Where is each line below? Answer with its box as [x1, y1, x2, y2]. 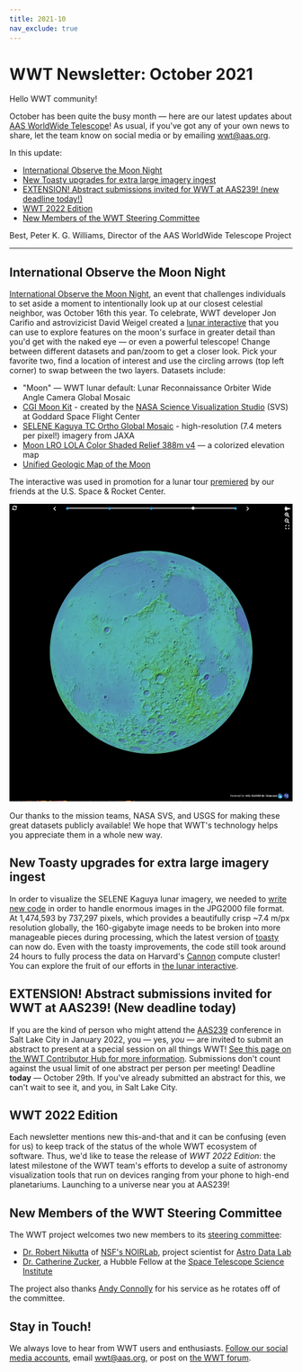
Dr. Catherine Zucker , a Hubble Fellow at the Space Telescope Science [22, 1256, 285, 1268]
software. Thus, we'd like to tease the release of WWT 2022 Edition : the [9, 1151, 276, 1161]
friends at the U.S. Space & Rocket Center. [9, 486, 166, 497]
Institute [22, 1266, 53, 1277]
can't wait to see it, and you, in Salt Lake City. [9, 1081, 178, 1092]
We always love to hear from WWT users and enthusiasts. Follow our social [9, 1343, 289, 1354]
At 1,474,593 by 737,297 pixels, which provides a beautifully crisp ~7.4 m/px [9, 912, 290, 923]
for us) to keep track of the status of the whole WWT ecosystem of [9, 1141, 258, 1152]
